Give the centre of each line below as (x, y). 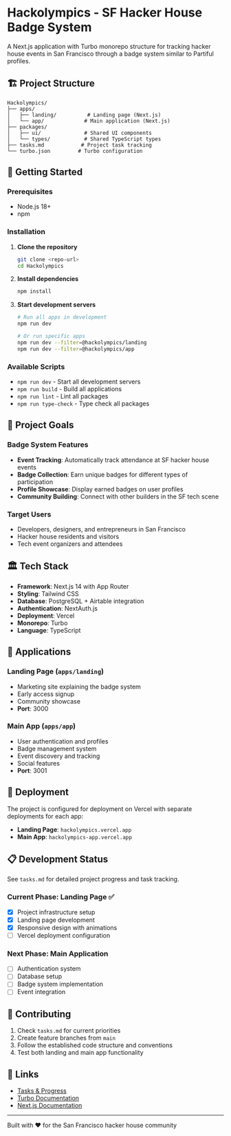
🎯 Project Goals (41, 425)
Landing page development (56, 920)
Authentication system (49, 969)
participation (35, 482)
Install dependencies (48, 279)
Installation (26, 232)
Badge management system (57, 748)
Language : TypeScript (49, 630)
